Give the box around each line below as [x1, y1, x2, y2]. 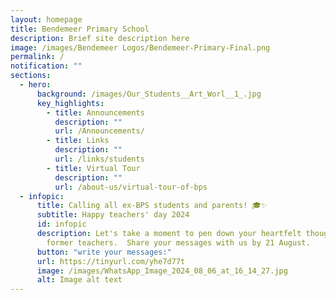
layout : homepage [10, 14, 83, 25]
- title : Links [46, 136, 110, 146]
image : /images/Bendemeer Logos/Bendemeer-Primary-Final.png [10, 42, 271, 53]
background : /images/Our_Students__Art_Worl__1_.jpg [36, 89, 262, 99]
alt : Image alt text [36, 275, 123, 285]
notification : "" [10, 61, 83, 71]
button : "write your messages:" [36, 247, 172, 257]
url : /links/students [54, 154, 145, 164]
